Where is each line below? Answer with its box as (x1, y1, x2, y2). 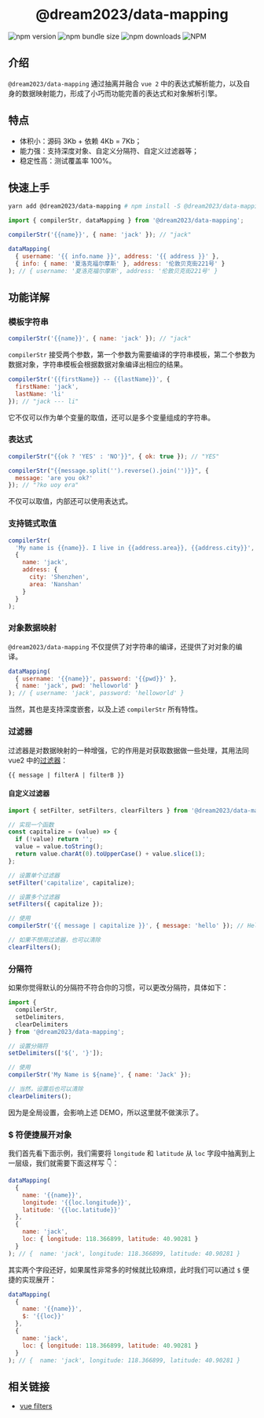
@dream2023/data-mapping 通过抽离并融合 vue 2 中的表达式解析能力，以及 (8, 79, 244, 88)
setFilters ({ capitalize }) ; (8, 900, 104, 908)
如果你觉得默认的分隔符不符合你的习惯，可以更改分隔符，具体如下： (8, 983, 229, 992)
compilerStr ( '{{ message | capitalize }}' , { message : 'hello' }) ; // (8, 922, 244, 930)
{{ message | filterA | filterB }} (8, 771, 125, 779)
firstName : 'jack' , (15, 382, 79, 390)
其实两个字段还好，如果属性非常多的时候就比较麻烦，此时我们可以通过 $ (8, 1265, 241, 1274)
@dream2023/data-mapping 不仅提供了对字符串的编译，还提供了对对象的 (8, 641, 236, 651)
